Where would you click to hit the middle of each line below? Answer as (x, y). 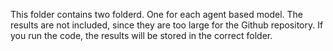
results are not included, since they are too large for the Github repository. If (167, 25)
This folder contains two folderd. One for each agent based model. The (156, 14)
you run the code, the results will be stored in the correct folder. (141, 35)
